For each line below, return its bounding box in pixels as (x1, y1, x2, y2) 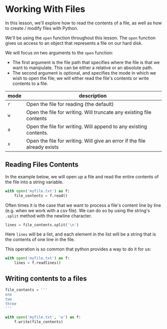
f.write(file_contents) (14, 320, 64, 325)
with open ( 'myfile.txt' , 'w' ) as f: (5, 315, 81, 320)
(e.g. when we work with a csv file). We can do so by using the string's (5, 207, 150, 213)
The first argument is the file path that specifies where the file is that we (12, 59, 160, 65)
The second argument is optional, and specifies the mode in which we (12, 70, 157, 76)
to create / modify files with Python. (5, 25, 79, 31)
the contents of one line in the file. (5, 237, 76, 243)
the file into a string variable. (5, 179, 64, 185)
